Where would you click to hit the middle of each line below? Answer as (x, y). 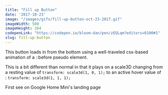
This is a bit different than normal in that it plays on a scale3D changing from (84, 67)
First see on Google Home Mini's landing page (53, 87)
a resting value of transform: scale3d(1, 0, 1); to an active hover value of (83, 72)
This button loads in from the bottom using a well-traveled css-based (77, 52)
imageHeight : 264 (23, 28)
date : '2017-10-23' (26, 14)
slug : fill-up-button (28, 38)
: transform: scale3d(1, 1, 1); (38, 77)
